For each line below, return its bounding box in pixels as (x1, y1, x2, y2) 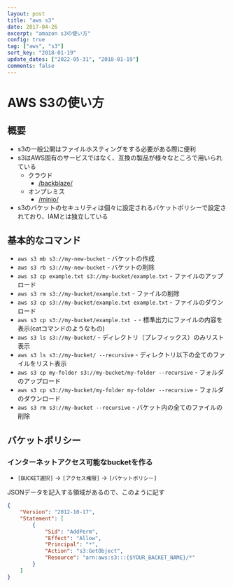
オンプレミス (27, 187, 65, 195)
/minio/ (38, 195, 59, 203)
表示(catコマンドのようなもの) (17, 324, 105, 333)
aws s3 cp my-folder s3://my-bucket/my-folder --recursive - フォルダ (17, 368, 225, 377)
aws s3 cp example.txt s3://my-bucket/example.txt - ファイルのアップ (17, 272, 224, 280)
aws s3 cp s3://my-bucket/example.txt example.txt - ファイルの (17, 298, 205, 307)
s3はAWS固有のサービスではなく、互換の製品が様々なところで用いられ (17, 153, 223, 162)
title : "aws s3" (7, 17, 55, 24)
